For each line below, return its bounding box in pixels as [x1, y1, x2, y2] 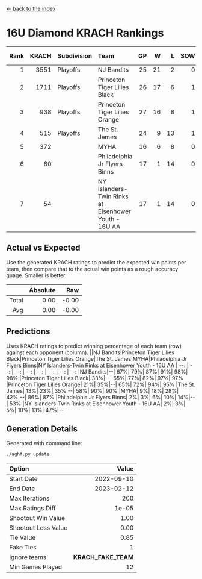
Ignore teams [9, 553, 47, 562]
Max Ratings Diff [9, 504, 56, 513]
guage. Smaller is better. [6, 271, 67, 279]
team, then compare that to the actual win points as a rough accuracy [6, 265, 179, 272]
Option [9, 465, 29, 473]
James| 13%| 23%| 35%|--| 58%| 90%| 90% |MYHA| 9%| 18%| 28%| [6, 387, 179, 394]
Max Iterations [9, 494, 50, 502]
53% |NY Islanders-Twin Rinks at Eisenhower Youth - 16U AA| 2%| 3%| [9, 400, 186, 407]
